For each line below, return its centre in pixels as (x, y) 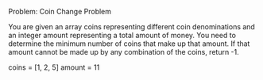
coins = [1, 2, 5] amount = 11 (54, 67)
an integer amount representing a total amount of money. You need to (122, 35)
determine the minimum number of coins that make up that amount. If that (129, 44)
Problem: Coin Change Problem (60, 11)
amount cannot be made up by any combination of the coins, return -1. (124, 52)
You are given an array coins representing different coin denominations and (132, 27)
